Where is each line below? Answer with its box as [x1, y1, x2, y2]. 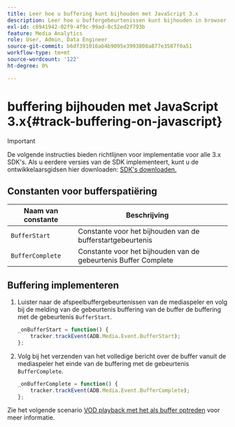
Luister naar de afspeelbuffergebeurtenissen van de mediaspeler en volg [17, 298, 228, 307]
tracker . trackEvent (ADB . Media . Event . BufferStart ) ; [30, 333, 181, 340]
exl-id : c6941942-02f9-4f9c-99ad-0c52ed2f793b [7, 23, 145, 30]
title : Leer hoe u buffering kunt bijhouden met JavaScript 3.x [7, 10, 199, 17]
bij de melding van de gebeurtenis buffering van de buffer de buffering [17, 305, 222, 314]
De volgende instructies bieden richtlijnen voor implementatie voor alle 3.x [7, 150, 222, 158]
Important [7, 136, 36, 145]
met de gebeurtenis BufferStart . [17, 313, 113, 321]
